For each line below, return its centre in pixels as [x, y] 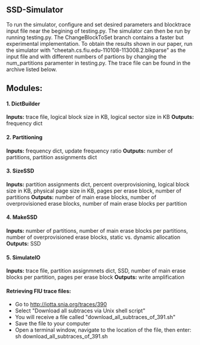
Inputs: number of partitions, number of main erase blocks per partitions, [97, 231]
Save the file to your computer [52, 324]
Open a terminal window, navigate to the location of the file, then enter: [103, 330]
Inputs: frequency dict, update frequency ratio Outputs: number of [89, 151]
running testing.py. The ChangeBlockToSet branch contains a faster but [95, 37]
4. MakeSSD [22, 217]
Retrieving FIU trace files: [39, 291]
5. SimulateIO [23, 257]
